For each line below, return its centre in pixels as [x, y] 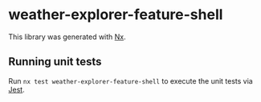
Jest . [17, 89]
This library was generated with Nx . [67, 37]
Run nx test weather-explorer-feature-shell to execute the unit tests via [130, 80]
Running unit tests [55, 62]
